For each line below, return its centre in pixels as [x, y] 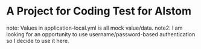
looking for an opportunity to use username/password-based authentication [101, 34]
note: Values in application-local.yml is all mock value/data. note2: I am [94, 28]
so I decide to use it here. [38, 41]
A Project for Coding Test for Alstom [99, 11]
